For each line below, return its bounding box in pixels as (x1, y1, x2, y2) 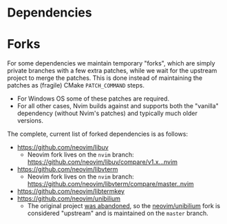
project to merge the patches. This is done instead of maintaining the (7, 74, 203, 82)
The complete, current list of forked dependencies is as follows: (7, 130, 188, 139)
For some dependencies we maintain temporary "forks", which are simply (7, 59, 215, 68)
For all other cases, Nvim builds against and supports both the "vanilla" (17, 102, 219, 110)
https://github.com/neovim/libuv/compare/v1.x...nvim (27, 158, 177, 166)
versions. (17, 116, 43, 125)
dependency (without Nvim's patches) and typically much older (17, 109, 198, 118)
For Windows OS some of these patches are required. (17, 94, 170, 103)
